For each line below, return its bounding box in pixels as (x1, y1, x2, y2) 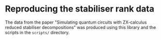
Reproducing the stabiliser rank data (5, 3, 155, 14)
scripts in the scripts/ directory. (5, 29, 70, 35)
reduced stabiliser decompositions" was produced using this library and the (5, 24, 156, 30)
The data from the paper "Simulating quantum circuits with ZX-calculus (5, 19, 147, 25)
